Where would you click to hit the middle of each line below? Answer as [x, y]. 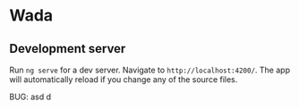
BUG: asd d [30, 96]
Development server [68, 49]
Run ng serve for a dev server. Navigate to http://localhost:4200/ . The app [150, 70]
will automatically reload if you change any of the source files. [124, 80]
